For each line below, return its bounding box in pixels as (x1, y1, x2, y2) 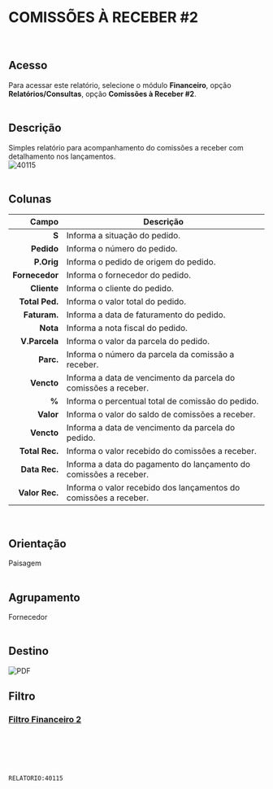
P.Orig (33, 256, 59, 268)
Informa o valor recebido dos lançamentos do (66, 482, 240, 494)
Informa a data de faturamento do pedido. (66, 309, 226, 320)
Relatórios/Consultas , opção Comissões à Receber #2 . (8, 89, 197, 98)
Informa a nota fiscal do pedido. (66, 322, 188, 333)
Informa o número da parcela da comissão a (66, 349, 235, 360)
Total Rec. (19, 446, 59, 457)
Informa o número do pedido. (66, 243, 178, 255)
